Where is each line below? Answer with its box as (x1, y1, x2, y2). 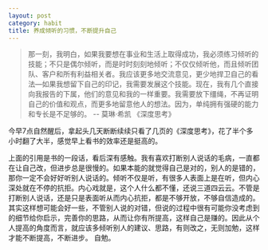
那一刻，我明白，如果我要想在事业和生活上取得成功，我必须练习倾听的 (27, 50, 259, 59)
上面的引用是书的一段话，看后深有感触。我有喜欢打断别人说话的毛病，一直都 (8, 153, 260, 163)
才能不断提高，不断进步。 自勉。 (8, 233, 116, 243)
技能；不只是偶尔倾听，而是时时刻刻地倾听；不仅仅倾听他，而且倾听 (27, 59, 252, 69)
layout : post (8, 11, 52, 20)
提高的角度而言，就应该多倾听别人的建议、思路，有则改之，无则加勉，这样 (14, 223, 260, 232)
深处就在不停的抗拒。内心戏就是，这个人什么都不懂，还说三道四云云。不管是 (8, 183, 260, 192)
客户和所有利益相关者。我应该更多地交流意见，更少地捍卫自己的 (41, 69, 252, 79)
